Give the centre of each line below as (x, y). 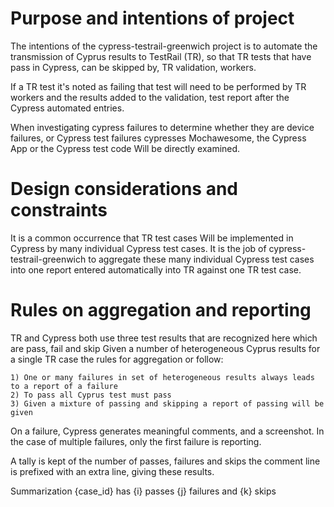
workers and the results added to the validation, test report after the (150, 97)
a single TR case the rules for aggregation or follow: (117, 359)
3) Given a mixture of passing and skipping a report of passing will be (167, 403)
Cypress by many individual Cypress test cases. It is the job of (138, 248)
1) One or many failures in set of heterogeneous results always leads (162, 377)
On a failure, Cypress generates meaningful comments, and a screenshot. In (167, 431)
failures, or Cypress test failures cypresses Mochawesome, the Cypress (158, 138)
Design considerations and (124, 189)
